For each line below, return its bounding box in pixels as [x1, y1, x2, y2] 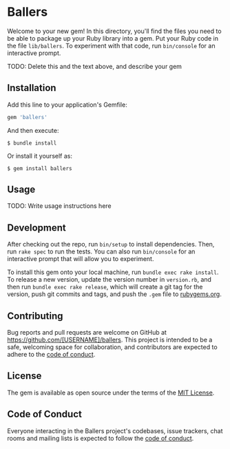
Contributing [7, 310, 63, 322]
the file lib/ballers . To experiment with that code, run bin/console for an [7, 41, 216, 50]
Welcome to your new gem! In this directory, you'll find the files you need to [7, 27, 222, 35]
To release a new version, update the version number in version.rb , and [7, 275, 212, 284]
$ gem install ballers [7, 165, 72, 172]
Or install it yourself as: [7, 152, 72, 160]
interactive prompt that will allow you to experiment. [7, 255, 154, 263]
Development [7, 222, 67, 233]
